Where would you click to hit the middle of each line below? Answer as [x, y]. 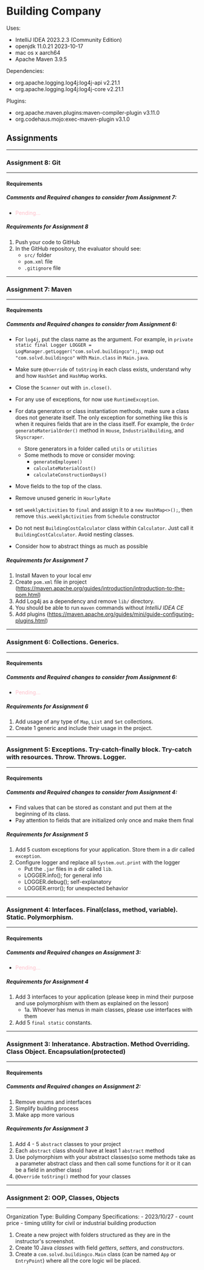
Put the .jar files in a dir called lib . [68, 869]
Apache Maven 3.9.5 [41, 59]
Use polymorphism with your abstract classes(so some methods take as [105, 1157]
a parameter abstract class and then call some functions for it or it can [103, 1163]
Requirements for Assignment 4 [48, 982]
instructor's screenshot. [45, 1241]
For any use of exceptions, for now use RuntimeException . [87, 400]
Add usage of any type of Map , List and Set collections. [84, 722]
